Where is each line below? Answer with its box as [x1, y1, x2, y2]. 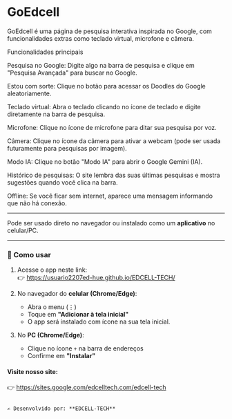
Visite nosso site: [7, 367, 59, 375]
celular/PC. [7, 226, 39, 234]
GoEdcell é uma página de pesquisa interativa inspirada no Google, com [7, 27, 213, 35]
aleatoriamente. [7, 89, 52, 97]
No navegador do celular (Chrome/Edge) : [17, 290, 137, 298]
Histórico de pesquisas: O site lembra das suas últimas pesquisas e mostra [7, 171, 220, 179]
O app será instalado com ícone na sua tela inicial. [27, 317, 171, 326]
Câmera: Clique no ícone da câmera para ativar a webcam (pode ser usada [7, 136, 221, 145]
